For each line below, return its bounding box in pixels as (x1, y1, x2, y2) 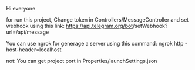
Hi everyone (6, 5, 36, 12)
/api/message (15, 29, 49, 36)
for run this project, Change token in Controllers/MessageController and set (6, 16, 189, 23)
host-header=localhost (6, 46, 62, 53)
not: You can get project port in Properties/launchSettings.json (6, 58, 157, 64)
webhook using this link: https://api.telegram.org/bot (6, 23, 133, 29)
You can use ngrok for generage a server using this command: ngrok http (6, 40, 184, 47)
